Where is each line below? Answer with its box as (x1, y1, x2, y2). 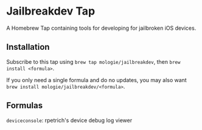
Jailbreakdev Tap (6, 4, 96, 18)
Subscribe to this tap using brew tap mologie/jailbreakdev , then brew (6, 58, 181, 65)
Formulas (6, 100, 43, 111)
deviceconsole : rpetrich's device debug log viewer (6, 117, 133, 124)
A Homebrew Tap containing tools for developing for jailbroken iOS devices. (6, 24, 197, 32)
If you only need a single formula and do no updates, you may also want (6, 76, 187, 83)
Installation (6, 42, 50, 52)
